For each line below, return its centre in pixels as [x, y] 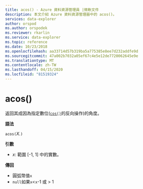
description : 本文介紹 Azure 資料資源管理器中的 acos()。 [61, 14]
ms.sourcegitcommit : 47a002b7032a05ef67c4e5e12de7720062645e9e [72, 56]
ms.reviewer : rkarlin [27, 33]
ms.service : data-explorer [33, 38]
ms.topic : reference [26, 42]
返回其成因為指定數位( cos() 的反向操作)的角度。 [54, 113]
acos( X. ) [14, 133]
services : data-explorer [31, 19]
